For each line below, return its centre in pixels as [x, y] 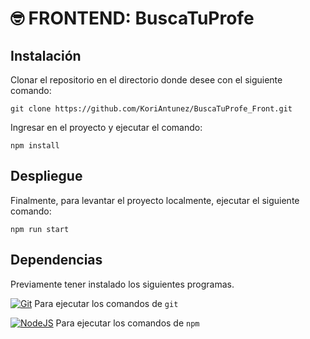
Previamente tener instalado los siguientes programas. [122, 284]
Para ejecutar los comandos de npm [127, 323]
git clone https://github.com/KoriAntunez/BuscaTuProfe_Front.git [151, 109]
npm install [35, 146]
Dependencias [56, 260]
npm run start [40, 229]
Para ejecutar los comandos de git [106, 303]
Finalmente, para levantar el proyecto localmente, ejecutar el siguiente [155, 200]
